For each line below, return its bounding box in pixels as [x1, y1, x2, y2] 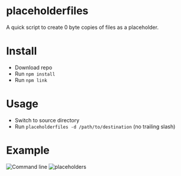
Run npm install [14, 70, 56, 77]
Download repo [14, 64, 53, 71]
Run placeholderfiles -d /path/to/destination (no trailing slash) [14, 123, 176, 130]
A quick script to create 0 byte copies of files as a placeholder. [6, 24, 159, 31]
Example [6, 144, 50, 157]
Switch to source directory [14, 116, 80, 123]
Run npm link [14, 76, 47, 83]
